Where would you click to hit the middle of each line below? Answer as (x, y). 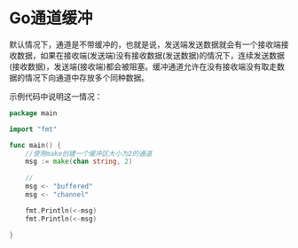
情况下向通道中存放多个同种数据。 (86, 77)
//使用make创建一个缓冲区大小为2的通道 (89, 153)
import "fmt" (33, 129)
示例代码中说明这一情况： (56, 96)
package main (33, 113)
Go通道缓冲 (51, 18)
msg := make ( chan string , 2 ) (79, 162)
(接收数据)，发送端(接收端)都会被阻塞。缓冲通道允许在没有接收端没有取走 (143, 66)
